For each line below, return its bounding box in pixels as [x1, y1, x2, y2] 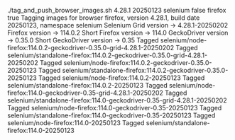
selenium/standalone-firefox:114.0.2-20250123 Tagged [7, 81, 168, 89]
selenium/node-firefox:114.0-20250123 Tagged [7, 119, 145, 127]
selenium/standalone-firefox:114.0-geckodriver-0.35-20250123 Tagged [7, 111, 216, 119]
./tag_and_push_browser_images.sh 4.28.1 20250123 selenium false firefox [7, 6, 226, 14]
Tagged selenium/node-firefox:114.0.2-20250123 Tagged [38, 74, 205, 82]
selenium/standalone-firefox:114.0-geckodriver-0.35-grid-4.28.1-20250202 [7, 96, 227, 105]
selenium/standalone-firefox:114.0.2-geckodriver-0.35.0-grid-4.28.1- [7, 51, 208, 59]
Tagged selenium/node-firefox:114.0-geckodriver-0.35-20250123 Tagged [7, 104, 222, 112]
